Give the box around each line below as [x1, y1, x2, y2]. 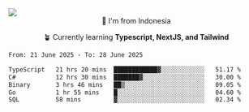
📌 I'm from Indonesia [101, 16, 172, 25]
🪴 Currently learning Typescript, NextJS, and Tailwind [43, 32, 230, 41]
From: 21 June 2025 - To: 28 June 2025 [8, 51, 144, 59]
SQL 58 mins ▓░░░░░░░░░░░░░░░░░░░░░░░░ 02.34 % [8, 96, 242, 104]
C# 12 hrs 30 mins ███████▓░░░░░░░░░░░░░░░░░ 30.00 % [8, 73, 242, 81]
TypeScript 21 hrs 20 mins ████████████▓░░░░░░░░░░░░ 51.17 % [8, 65, 242, 74]
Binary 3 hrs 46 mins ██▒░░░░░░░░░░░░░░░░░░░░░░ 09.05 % [8, 80, 242, 88]
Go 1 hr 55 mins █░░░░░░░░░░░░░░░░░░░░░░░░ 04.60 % [8, 88, 242, 97]
